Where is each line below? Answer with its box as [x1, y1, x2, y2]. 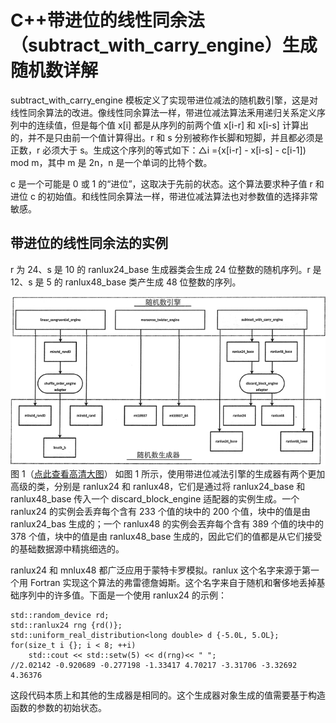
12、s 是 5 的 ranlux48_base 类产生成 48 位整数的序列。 [10, 276, 242, 288]
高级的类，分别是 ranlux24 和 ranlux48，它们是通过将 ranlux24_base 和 [10, 480, 306, 492]
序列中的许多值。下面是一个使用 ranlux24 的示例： [18, 589, 227, 601]
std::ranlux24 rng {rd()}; [10, 620, 123, 630]
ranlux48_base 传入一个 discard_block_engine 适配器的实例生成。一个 [10, 492, 300, 505]
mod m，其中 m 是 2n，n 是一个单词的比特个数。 [10, 156, 213, 168]
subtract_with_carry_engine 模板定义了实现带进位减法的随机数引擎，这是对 [10, 94, 318, 106]
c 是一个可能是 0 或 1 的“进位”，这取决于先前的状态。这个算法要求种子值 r [10, 177, 313, 190]
